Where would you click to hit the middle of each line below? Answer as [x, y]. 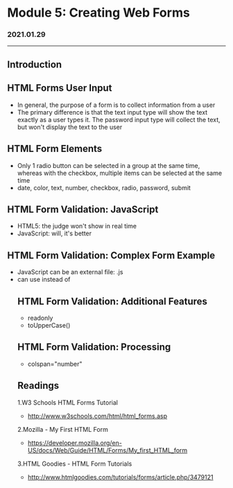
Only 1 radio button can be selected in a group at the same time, [109, 165]
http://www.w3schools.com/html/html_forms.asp [97, 416]
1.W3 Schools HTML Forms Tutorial [67, 402]
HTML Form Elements [55, 149]
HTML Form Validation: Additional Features [112, 301]
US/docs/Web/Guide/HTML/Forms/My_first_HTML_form [107, 450]
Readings [38, 386]
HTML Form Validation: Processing [94, 347]
